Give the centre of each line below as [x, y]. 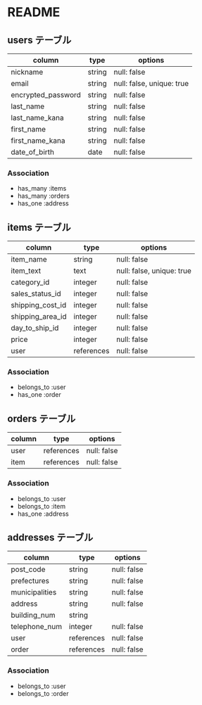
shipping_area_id [39, 317]
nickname [27, 72]
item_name [29, 260]
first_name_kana [38, 140]
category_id [30, 282]
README [34, 12]
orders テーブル [42, 418]
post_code [28, 569]
